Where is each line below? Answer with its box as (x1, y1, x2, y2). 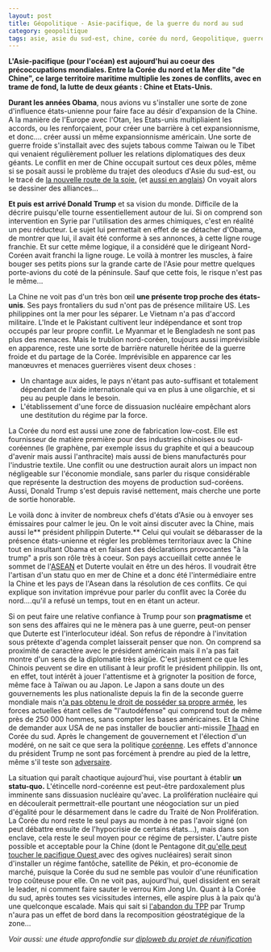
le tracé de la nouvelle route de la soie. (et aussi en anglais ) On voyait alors (8, 175, 257, 185)
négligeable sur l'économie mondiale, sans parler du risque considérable (8, 469, 251, 478)
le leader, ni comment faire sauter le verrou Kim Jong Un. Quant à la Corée (8, 884, 256, 894)
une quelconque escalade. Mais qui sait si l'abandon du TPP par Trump (8, 901, 245, 912)
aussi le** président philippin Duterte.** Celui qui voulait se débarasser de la (8, 528, 263, 537)
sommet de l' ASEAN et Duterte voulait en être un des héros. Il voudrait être (8, 562, 256, 571)
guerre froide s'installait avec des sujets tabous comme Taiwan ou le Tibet (8, 140, 256, 150)
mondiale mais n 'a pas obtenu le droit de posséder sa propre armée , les (8, 697, 248, 707)
